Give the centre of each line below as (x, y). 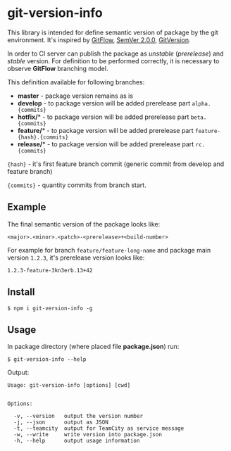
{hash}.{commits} (43, 137)
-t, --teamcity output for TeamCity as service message (99, 428)
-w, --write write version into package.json (88, 435)
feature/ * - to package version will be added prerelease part (105, 130)
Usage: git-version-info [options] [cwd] (69, 386)
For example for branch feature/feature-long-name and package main (109, 250)
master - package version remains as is (75, 96)
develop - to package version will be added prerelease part (104, 103)
